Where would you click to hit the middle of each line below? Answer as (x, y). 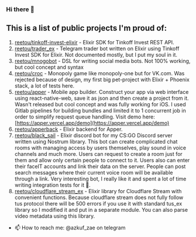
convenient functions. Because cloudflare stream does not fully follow (99, 197)
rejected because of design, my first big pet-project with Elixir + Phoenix (102, 79)
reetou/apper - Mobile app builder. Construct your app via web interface (102, 92)
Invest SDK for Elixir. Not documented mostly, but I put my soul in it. (96, 54)
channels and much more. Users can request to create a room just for (98, 154)
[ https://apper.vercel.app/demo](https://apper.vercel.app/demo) (92, 123)
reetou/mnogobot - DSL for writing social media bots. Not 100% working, (102, 61)
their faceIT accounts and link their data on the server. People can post (100, 166)
